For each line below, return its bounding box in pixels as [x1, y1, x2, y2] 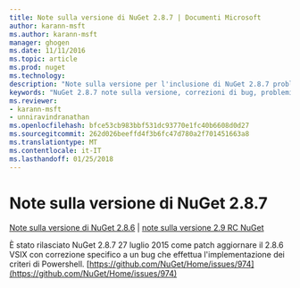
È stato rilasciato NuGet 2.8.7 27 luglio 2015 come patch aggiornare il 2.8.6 [9, 240, 284, 250]
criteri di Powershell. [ [9, 258, 90, 269]
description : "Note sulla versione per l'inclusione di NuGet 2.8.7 [9, 80, 270, 89]
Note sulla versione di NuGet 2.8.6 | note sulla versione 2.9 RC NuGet [9, 223, 264, 233]
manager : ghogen [9, 38, 70, 47]
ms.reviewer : [9, 96, 58, 106]
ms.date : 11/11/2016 [9, 47, 87, 55]
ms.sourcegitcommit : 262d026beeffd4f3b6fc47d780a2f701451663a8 [9, 130, 250, 139]
